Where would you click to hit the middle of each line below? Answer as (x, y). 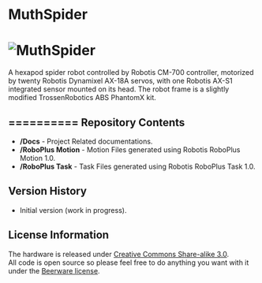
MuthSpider (48, 15)
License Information (58, 235)
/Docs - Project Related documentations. (86, 141)
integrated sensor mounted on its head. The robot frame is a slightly (119, 89)
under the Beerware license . (54, 270)
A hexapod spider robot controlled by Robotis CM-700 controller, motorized (131, 73)
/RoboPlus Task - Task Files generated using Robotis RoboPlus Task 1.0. (137, 166)
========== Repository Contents (97, 123)
